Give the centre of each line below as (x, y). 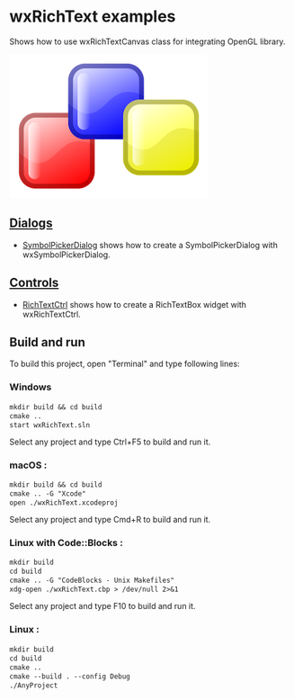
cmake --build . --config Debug (70, 677)
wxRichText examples (93, 17)
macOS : (28, 465)
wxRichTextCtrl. (51, 314)
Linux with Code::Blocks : (66, 542)
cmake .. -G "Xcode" (48, 493)
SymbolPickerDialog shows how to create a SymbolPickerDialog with (150, 245)
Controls (34, 283)
